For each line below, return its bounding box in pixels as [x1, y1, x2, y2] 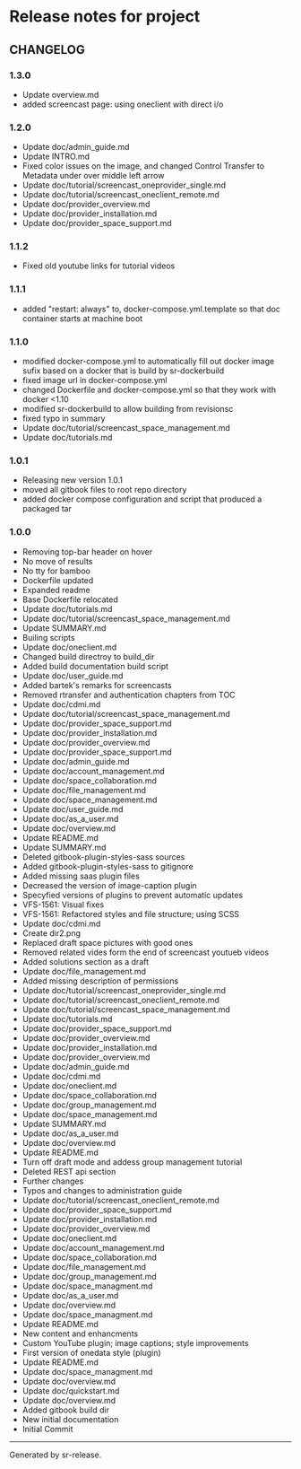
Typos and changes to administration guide [21, 1185, 183, 1195]
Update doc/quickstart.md [21, 1385, 120, 1396]
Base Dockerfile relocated [21, 594, 119, 605]
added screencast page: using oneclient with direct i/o [21, 99, 224, 109]
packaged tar [21, 503, 72, 514]
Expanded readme [21, 584, 91, 595]
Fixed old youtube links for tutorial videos [21, 260, 176, 271]
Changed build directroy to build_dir [21, 651, 155, 661]
